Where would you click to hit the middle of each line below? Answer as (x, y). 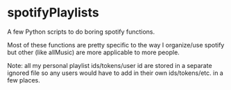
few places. (24, 80)
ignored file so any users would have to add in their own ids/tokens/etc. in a (115, 73)
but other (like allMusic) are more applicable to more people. (94, 52)
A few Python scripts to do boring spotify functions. (81, 32)
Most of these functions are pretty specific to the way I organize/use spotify (116, 45)
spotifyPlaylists (53, 13)
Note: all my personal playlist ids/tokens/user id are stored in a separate (110, 65)
